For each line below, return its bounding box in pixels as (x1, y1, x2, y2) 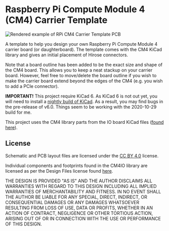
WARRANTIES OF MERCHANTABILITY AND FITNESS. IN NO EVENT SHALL (5, 188, 161, 194)
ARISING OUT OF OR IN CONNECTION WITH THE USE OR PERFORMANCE (5, 215, 161, 221)
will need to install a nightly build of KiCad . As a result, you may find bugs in (5, 98, 163, 105)
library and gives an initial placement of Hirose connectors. (5, 52, 128, 58)
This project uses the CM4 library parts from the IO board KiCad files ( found (5, 119, 164, 125)
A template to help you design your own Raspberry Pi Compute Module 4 (5, 41, 158, 47)
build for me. (5, 109, 32, 115)
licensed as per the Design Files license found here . (5, 168, 113, 174)
